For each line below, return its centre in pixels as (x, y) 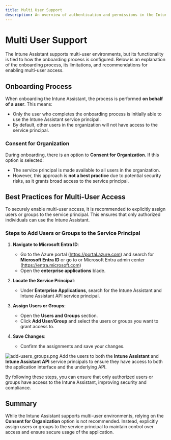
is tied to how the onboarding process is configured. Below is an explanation (85, 60)
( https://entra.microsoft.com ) (51, 265)
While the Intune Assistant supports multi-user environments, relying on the (84, 416)
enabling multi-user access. (34, 70)
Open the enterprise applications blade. (63, 271)
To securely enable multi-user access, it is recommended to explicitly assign (85, 209)
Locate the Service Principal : (44, 280)
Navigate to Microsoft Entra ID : (46, 244)
